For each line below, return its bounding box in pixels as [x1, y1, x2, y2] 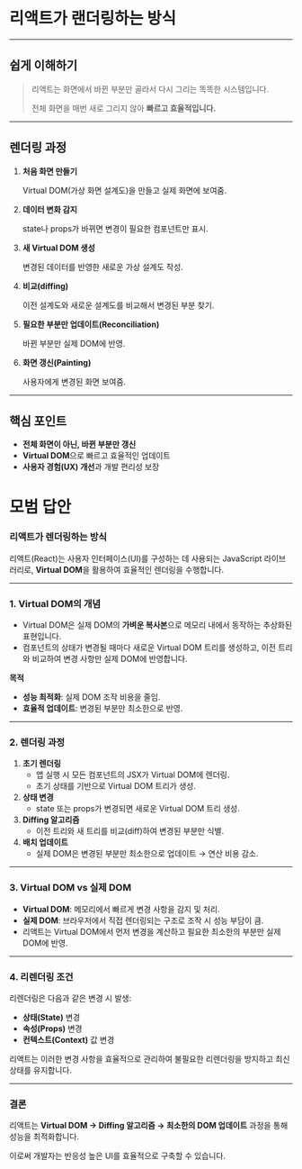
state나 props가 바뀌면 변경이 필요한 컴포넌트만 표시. [22, 222, 209, 234]
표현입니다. [22, 631, 62, 642]
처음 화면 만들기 [22, 166, 78, 177]
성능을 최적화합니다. [9, 1131, 79, 1142]
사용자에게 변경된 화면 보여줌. [22, 376, 127, 387]
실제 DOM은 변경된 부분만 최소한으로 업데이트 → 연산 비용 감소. [35, 848, 259, 859]
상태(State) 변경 [22, 1012, 81, 1023]
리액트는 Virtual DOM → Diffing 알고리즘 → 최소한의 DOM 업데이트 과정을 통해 [9, 1120, 289, 1131]
